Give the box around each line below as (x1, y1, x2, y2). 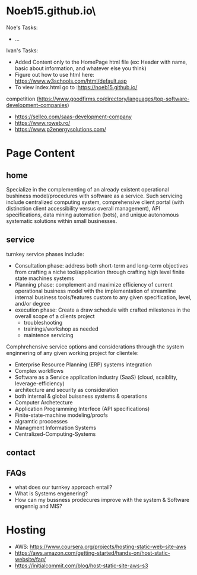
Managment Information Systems (14, 424, 97, 431)
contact (6, 448, 36, 458)
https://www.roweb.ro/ (14, 119, 71, 126)
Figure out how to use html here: (14, 71, 95, 78)
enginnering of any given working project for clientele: (6, 349, 139, 356)
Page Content (6, 147, 75, 160)
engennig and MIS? (14, 502, 62, 510)
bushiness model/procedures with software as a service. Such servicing (6, 192, 183, 199)
